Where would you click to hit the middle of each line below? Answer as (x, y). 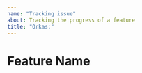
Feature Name (49, 61)
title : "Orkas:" (31, 26)
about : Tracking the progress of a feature (71, 20)
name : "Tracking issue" (42, 14)
